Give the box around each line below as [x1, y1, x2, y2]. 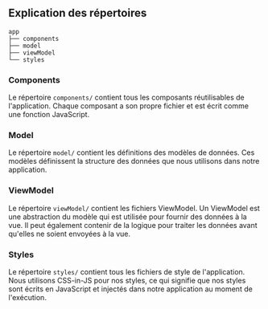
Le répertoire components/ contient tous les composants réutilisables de [8, 92, 245, 103]
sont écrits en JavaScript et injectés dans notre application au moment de [8, 284, 254, 294]
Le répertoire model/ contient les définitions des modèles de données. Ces [8, 148, 255, 157]
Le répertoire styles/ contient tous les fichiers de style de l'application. [8, 267, 245, 276]
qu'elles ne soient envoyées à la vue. [8, 229, 131, 238]
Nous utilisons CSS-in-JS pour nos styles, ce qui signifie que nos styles [8, 276, 246, 285]
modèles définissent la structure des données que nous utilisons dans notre [8, 157, 260, 166]
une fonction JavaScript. [8, 110, 90, 120]
